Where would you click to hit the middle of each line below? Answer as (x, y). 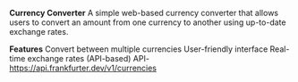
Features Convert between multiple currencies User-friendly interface (139, 49)
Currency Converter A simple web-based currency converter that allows (144, 13)
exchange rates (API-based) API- (89, 58)
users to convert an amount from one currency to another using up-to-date (148, 22)
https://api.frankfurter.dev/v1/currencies (83, 68)
